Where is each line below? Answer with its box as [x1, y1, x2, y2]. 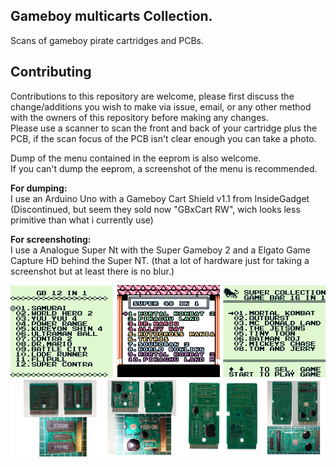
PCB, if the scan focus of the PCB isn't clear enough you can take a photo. [10, 132, 317, 144]
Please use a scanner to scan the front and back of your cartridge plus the [10, 122, 318, 134]
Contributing [10, 64, 92, 81]
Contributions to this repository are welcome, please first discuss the [10, 90, 295, 102]
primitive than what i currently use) [10, 214, 154, 226]
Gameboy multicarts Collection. [10, 8, 213, 25]
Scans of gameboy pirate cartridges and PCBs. [10, 34, 205, 46]
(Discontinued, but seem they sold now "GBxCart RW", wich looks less [10, 203, 301, 215]
